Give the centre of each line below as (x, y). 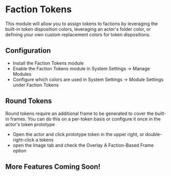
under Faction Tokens (36, 85)
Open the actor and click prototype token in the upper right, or (78, 134)
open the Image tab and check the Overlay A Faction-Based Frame (83, 145)
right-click (24, 140)
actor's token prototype (30, 124)
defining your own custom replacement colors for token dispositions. (78, 34)
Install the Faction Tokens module (48, 63)
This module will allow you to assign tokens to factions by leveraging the (82, 24)
